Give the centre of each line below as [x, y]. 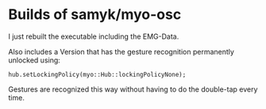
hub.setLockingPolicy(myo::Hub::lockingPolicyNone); [97, 74]
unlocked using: [35, 60]
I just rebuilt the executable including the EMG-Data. [94, 36]
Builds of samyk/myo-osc [95, 15]
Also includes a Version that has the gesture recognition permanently [121, 51]
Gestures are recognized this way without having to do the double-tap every [133, 89]
